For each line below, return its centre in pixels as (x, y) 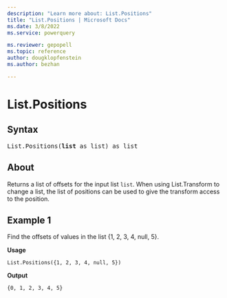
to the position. (29, 199)
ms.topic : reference (37, 52)
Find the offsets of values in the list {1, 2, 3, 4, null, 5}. (83, 237)
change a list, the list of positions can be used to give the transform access (113, 191)
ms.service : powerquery (41, 33)
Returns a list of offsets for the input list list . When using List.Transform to (113, 184)
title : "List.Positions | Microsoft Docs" (69, 20)
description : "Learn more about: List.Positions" (80, 13)
